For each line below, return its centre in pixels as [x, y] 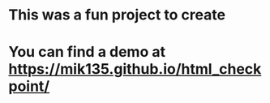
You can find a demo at [87, 52]
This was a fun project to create [117, 15]
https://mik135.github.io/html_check [135, 69]
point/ [29, 86]
